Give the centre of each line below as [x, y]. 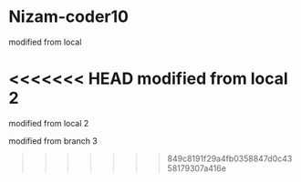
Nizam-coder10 [69, 17]
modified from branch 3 [53, 141]
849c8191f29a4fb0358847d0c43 [230, 158]
